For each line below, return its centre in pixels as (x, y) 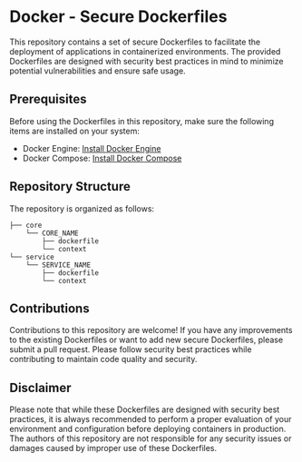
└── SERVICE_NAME (58, 265)
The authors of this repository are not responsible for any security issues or (151, 438)
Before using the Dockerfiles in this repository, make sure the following (142, 121)
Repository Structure (70, 187)
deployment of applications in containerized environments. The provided (145, 51)
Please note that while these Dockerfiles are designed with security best (145, 409)
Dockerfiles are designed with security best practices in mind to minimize (146, 61)
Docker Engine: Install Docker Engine (92, 148)
